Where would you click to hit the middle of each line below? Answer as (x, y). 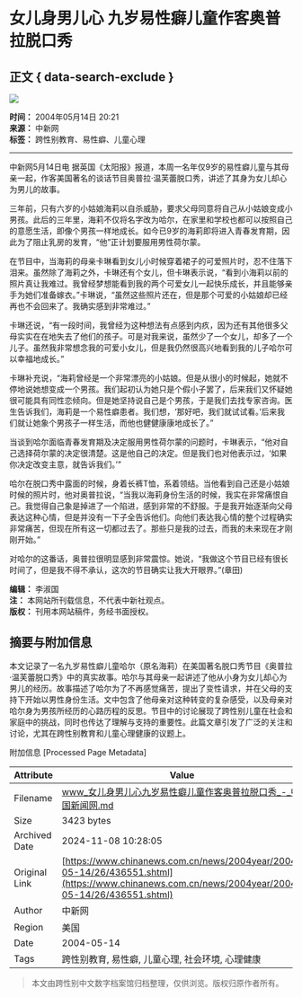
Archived (33, 834)
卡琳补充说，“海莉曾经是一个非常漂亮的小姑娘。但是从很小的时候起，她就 (145, 378)
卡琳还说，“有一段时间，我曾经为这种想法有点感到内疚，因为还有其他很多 (145, 325)
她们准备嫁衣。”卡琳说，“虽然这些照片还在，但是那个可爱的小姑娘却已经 (156, 295)
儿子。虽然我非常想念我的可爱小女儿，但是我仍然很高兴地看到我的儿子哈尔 (147, 348)
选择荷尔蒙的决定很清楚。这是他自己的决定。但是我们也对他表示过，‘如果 (152, 453)
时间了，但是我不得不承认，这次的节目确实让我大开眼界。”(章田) (126, 570)
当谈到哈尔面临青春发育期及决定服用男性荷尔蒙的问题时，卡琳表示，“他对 (145, 442)
